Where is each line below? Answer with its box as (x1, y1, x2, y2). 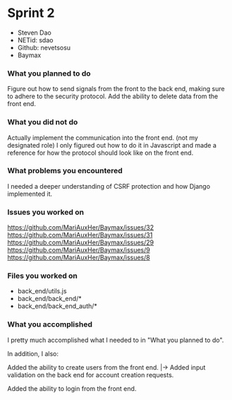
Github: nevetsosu (17, 43, 71, 52)
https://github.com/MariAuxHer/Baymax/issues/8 (7, 253, 150, 262)
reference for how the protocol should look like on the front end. (7, 148, 194, 157)
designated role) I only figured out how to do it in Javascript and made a (7, 141, 217, 149)
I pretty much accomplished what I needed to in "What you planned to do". (7, 336, 224, 344)
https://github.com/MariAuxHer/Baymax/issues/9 (7, 246, 150, 254)
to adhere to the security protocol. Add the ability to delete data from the (7, 92, 219, 100)
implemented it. (7, 189, 53, 198)
